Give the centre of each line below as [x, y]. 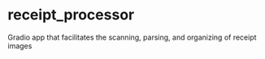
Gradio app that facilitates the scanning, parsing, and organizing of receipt [132, 37]
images [20, 45]
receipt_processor [71, 15]
